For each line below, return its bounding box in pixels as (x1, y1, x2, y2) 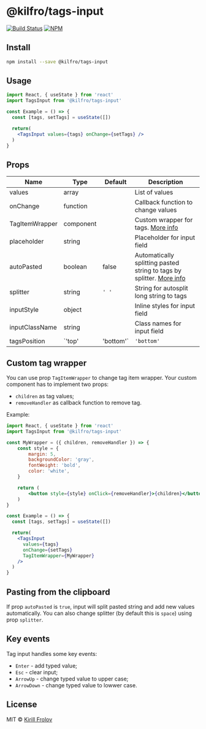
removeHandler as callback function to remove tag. (15, 399, 142, 406)
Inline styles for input (134, 302, 195, 310)
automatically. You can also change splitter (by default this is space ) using (6, 609, 192, 617)
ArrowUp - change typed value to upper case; (15, 675, 129, 682)
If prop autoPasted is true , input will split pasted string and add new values (6, 603, 195, 610)
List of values (134, 188, 174, 197)
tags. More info (134, 223, 178, 232)
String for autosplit (134, 284, 188, 293)
